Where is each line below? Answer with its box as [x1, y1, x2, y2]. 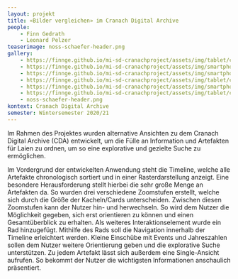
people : [7, 23, 30, 31]
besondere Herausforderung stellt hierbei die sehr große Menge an [7, 180, 203, 189]
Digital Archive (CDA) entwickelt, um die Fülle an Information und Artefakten [7, 136, 229, 145]
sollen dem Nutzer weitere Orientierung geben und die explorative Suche [7, 241, 221, 249]
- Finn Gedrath [20, 30, 65, 38]
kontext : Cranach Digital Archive [7, 103, 110, 110]
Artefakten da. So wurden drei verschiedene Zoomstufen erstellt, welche [7, 187, 220, 196]
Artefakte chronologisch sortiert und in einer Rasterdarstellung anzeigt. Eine [7, 173, 229, 181]
